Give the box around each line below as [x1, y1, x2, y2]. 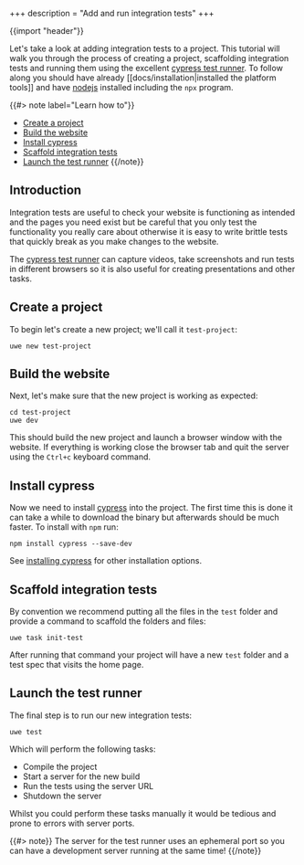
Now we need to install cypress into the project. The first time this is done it [9, 502, 294, 513]
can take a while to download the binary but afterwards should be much [9, 512, 280, 523]
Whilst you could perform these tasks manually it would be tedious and [9, 807, 277, 818]
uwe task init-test [9, 634, 84, 643]
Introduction [9, 183, 82, 198]
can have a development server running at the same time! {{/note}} [9, 845, 262, 856]
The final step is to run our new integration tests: [9, 710, 193, 721]
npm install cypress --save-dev [9, 539, 132, 549]
